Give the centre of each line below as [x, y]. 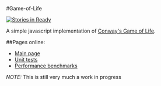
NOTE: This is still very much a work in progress [64, 77]
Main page [27, 53]
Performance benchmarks [46, 66]
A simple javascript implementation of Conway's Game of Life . [81, 31]
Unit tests [26, 60]
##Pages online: [26, 42]
